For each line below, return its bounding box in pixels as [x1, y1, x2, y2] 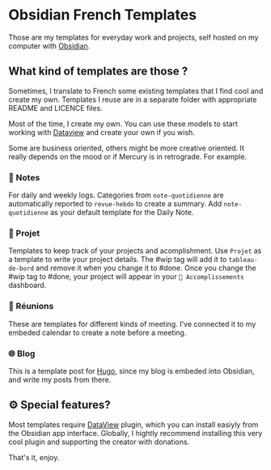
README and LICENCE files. [8, 103, 103, 112]
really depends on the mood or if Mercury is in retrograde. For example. [8, 151, 248, 161]
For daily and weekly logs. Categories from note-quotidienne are [8, 190, 224, 200]
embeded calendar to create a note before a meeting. [8, 328, 187, 337]
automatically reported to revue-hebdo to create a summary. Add [8, 199, 222, 209]
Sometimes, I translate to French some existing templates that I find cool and [8, 86, 264, 95]
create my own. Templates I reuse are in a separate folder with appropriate [8, 95, 257, 104]
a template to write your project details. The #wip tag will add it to [8, 255, 227, 265]
